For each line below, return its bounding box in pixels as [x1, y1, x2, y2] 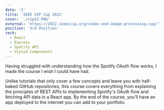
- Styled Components [9, 49, 52, 54]
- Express [9, 40, 30, 45]
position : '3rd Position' [5, 26, 59, 31]
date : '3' [5, 7, 26, 12]
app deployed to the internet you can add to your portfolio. [5, 99, 126, 105]
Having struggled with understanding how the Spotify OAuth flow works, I [5, 63, 157, 69]
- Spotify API [9, 44, 39, 49]
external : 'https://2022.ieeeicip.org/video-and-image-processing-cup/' [5, 21, 160, 26]
